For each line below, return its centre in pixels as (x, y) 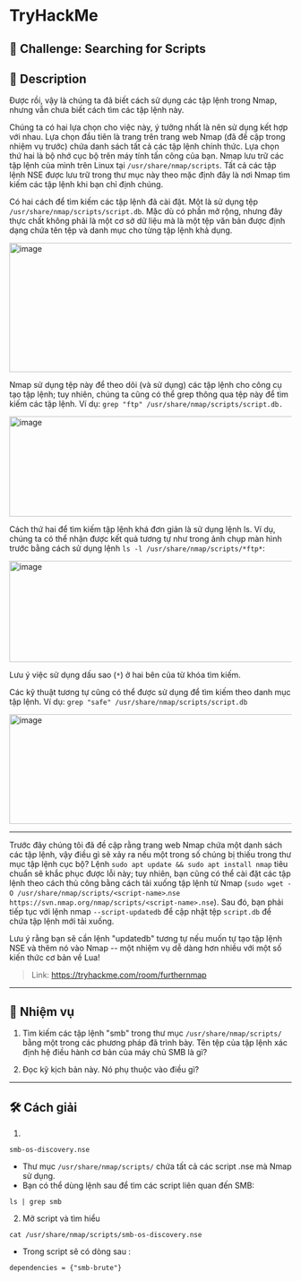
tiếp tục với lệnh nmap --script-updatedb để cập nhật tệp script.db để (140, 912)
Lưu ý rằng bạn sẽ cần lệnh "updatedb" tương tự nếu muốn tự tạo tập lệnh (146, 939)
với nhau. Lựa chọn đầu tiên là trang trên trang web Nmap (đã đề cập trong (147, 137)
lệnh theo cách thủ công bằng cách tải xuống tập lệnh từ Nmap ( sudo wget (146, 883)
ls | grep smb (36, 1202)
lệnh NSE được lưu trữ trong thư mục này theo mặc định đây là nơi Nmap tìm (150, 175)
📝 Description (48, 78)
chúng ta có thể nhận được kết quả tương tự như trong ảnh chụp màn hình (146, 539)
